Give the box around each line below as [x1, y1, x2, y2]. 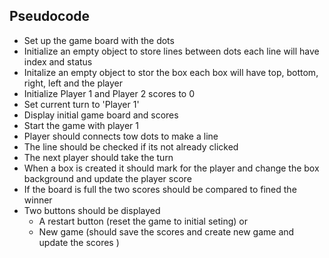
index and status [23, 55, 93, 68]
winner [23, 194, 53, 206]
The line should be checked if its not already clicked [23, 140, 239, 153]
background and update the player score [23, 172, 192, 184]
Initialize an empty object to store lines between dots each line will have [23, 45, 320, 57]
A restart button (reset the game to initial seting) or [38, 215, 248, 227]
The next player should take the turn [23, 151, 174, 163]
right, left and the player [23, 77, 124, 89]
